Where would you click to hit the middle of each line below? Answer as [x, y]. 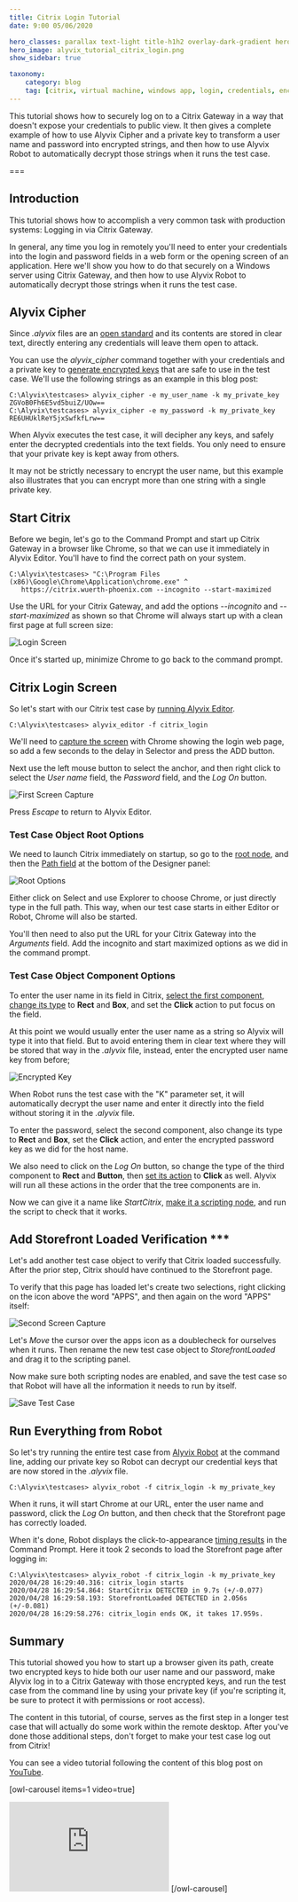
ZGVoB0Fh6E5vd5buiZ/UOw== [57, 403]
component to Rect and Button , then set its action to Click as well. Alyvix [143, 1175]
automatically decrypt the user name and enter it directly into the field [137, 1103]
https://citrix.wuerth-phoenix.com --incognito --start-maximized [146, 590]
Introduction [44, 199]
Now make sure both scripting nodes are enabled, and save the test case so [148, 1377]
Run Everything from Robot [86, 1430]
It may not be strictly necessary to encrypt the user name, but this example [146, 471]
